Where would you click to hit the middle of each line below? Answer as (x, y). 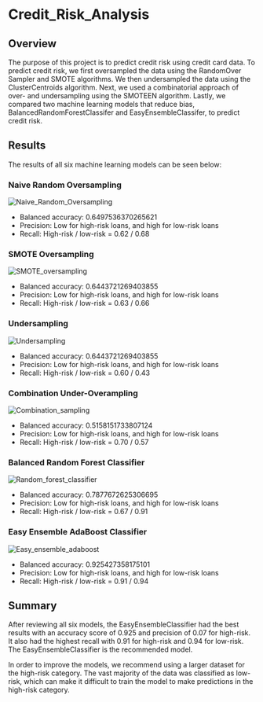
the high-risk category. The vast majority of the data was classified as (121, 673)
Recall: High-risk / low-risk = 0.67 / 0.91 (84, 512)
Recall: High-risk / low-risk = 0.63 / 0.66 (84, 303)
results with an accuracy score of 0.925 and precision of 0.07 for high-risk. (130, 633)
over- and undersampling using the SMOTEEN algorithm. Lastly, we (117, 96)
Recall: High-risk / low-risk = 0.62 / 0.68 (84, 234)
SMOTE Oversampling (51, 255)
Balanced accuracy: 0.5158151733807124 (86, 425)
